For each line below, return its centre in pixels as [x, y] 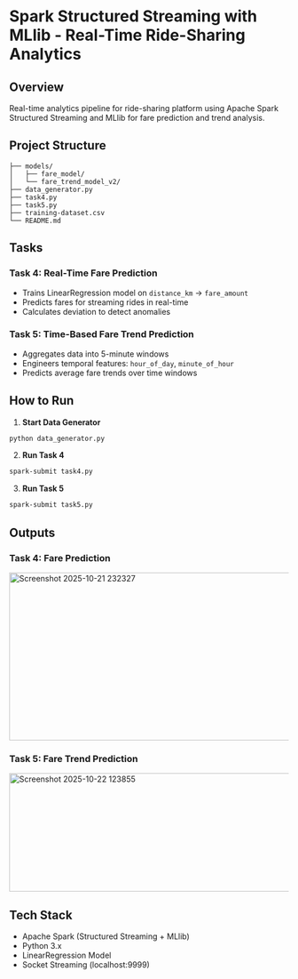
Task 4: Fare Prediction [60, 558]
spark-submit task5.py [51, 505]
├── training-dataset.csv [57, 213]
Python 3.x [42, 946]
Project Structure [58, 145]
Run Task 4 [43, 455]
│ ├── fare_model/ [47, 174]
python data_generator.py [57, 438]
